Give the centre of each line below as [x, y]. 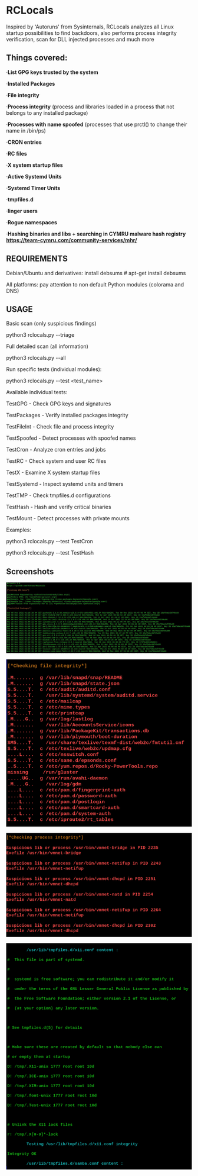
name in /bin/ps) [26, 130]
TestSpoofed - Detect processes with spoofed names [71, 438]
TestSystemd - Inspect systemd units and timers [65, 484]
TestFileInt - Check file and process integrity [60, 427]
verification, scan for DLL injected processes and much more [80, 39]
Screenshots [30, 571]
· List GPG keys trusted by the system [52, 72]
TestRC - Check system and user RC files [56, 461]
